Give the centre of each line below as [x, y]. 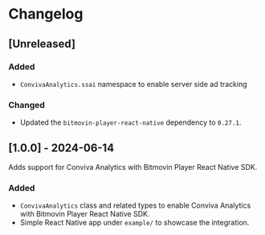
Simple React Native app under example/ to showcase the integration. [135, 223]
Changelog [46, 14]
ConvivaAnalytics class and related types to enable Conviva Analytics [135, 205]
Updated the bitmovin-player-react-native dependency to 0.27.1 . [130, 122]
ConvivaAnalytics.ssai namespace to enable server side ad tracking [133, 84]
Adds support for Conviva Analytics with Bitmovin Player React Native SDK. [133, 167]
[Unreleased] [42, 44]
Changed [27, 105]
